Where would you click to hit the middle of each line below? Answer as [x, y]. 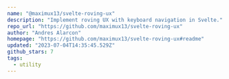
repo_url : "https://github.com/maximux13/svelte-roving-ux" [95, 26]
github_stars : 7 [30, 52]
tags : [15, 58]
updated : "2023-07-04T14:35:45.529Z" [61, 45]
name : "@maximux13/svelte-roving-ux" [61, 13]
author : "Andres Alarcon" [44, 33]
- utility [27, 65]
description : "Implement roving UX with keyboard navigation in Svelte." [115, 20]
